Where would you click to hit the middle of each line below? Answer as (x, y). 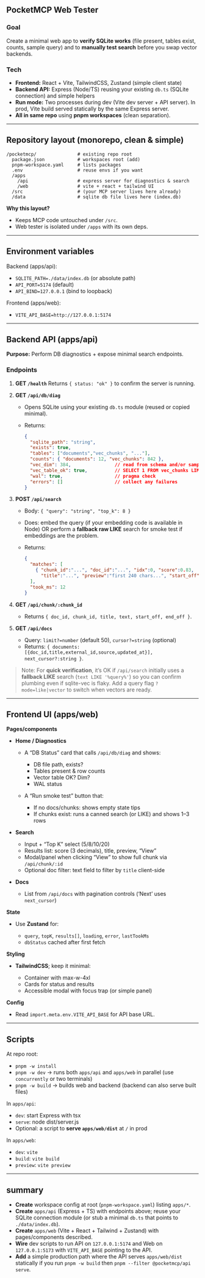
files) (22, 1092)
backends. (20, 54)
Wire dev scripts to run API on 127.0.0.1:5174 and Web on (89, 1244)
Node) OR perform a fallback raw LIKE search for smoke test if (103, 529)
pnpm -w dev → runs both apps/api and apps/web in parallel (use (94, 1072)
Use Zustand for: (37, 924)
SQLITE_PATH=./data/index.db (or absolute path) (75, 278)
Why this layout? (28, 208)
